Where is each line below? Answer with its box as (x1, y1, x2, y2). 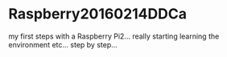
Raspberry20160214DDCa (8, 5, 188, 23)
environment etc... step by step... (8, 39, 118, 49)
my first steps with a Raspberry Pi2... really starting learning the (8, 31, 220, 41)
